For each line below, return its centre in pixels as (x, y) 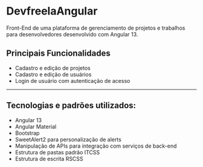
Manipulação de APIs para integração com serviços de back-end (96, 146)
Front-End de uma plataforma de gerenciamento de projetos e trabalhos (96, 28)
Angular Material (36, 126)
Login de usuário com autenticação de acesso (72, 80)
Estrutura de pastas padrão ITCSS (57, 152)
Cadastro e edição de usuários (53, 74)
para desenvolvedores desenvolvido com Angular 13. (72, 34)
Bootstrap (27, 133)
